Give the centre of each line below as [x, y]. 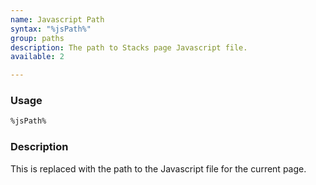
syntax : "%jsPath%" [51, 29]
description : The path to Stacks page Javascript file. [129, 47]
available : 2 [37, 57]
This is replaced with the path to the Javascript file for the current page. [158, 168]
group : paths [37, 38]
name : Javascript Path [57, 19]
